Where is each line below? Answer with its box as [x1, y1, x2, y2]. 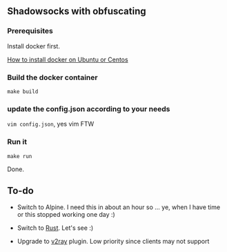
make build [7, 88, 39, 95]
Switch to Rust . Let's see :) [17, 224, 94, 232]
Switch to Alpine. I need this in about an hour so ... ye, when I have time [17, 203, 221, 211]
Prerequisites [7, 26, 53, 36]
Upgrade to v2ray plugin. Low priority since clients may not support [17, 238, 210, 246]
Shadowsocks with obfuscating [7, 6, 146, 17]
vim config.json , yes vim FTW [7, 120, 95, 128]
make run [7, 153, 32, 159]
